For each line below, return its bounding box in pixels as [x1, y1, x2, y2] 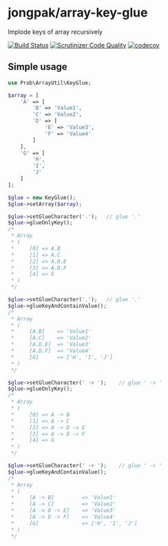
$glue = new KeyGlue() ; [8, 194, 76, 201]
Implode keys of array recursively [8, 28, 103, 36]
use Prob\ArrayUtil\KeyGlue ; [8, 79, 92, 86]
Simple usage [8, 61, 67, 73]
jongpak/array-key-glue [8, 5, 148, 21]
